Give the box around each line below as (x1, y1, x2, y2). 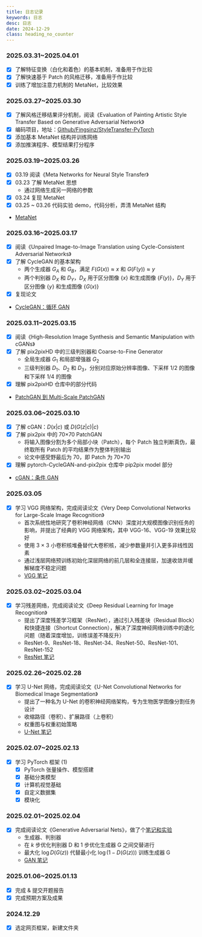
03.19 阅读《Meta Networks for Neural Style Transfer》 (14, 171, 149, 179)
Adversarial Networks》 (14, 251, 72, 258)
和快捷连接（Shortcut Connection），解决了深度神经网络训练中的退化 (24, 624, 195, 631)
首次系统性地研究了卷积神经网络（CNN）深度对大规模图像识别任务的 (24, 519, 195, 526)
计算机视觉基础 (24, 781, 62, 788)
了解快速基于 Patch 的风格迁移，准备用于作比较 (14, 73, 133, 81)
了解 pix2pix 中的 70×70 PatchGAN (14, 431, 103, 438)
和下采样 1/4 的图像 (24, 373, 72, 380)
